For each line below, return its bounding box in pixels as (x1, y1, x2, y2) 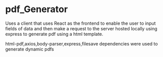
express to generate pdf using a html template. (5, 31, 103, 37)
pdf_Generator (5, 4, 68, 15)
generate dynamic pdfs (5, 46, 55, 52)
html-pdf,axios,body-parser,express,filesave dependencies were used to (5, 40, 158, 46)
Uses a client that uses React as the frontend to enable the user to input (5, 20, 156, 26)
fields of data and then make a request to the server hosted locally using (5, 25, 158, 31)
